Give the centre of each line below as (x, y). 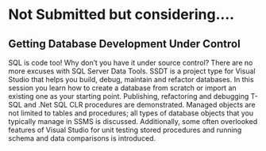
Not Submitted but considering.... (121, 15)
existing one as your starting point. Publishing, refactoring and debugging (129, 96)
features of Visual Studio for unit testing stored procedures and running (125, 130)
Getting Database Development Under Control (124, 44)
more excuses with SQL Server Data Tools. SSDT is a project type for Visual (132, 71)
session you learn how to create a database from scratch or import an (122, 88)
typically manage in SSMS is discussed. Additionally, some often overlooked (133, 121)
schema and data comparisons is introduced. (82, 138)
